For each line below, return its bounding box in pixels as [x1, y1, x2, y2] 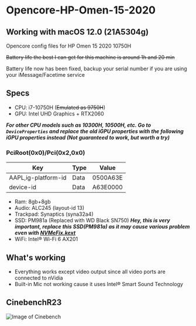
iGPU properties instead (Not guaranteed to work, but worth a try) [6, 134, 170, 141]
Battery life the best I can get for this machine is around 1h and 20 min [6, 54, 175, 60]
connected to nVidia [14, 274, 63, 281]
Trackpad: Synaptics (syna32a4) [14, 210, 94, 218]
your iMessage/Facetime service [6, 72, 85, 78]
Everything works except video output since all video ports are [14, 268, 166, 275]
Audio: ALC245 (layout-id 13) [14, 205, 85, 212]
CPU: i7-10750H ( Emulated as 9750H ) [14, 104, 106, 111]
